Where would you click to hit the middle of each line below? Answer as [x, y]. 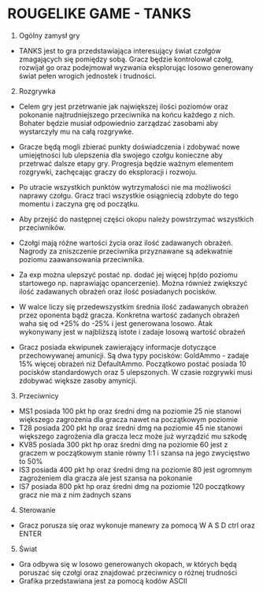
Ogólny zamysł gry [49, 35]
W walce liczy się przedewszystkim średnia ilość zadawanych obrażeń [133, 306]
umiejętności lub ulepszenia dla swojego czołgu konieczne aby [121, 155]
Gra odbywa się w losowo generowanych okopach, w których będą [128, 564]
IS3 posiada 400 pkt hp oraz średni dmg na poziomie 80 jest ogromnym [135, 469]
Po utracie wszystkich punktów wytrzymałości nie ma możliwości [125, 187]
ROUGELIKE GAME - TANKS [100, 14]
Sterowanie [37, 510]
